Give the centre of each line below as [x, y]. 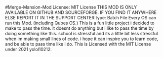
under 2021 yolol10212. [28, 49]
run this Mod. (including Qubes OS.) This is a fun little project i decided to [80, 23]
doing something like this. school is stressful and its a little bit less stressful [81, 33]
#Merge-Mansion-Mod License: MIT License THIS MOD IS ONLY [71, 7]
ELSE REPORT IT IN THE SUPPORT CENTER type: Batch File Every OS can [81, 18]
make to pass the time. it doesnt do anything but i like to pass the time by [80, 28]
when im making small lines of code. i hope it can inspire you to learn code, [82, 39]
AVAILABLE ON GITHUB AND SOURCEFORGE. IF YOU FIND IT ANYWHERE [81, 12]
